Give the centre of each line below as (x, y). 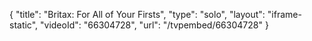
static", (24, 25)
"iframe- (284, 14)
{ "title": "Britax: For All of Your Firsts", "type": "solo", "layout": (137, 14)
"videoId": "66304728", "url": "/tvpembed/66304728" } (154, 25)
